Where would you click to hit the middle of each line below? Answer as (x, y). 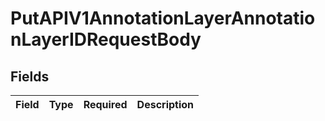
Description (165, 104)
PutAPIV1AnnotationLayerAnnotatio (163, 18)
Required (105, 104)
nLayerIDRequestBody (106, 39)
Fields (30, 76)
